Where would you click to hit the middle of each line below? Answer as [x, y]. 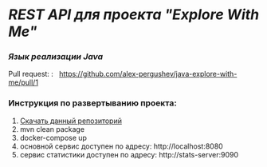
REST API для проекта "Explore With [134, 15]
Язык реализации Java [56, 57]
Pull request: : [31, 74]
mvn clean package [52, 129]
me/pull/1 [23, 82]
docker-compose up [53, 137]
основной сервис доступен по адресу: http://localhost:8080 [121, 146]
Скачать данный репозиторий [71, 121]
